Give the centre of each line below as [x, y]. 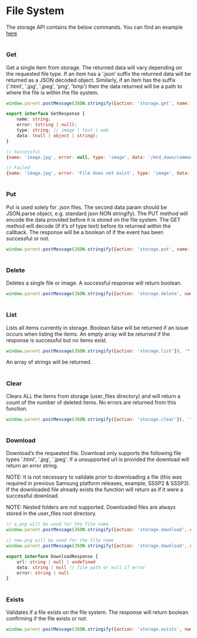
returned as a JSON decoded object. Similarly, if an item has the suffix [91, 80]
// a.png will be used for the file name [57, 525]
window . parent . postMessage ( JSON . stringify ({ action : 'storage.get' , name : [98, 103]
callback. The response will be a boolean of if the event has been [85, 232]
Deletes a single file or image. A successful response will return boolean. [94, 283]
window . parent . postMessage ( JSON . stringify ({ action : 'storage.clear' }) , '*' [101, 419]
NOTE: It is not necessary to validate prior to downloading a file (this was [94, 477]
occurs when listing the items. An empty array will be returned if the [88, 334]
